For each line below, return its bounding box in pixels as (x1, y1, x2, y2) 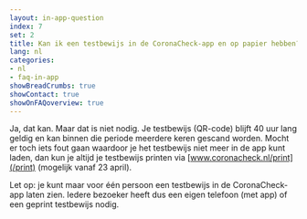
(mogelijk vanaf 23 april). (37, 162, 132, 173)
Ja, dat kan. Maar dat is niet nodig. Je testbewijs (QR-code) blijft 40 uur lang (9, 123, 297, 134)
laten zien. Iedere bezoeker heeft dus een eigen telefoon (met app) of (26, 189, 288, 201)
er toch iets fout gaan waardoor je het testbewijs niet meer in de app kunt (9, 142, 286, 153)
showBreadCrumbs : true (9, 81, 96, 90)
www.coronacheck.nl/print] (190, 152, 294, 163)
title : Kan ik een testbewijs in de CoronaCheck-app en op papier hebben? (9, 38, 301, 48)
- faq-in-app (9, 73, 59, 82)
